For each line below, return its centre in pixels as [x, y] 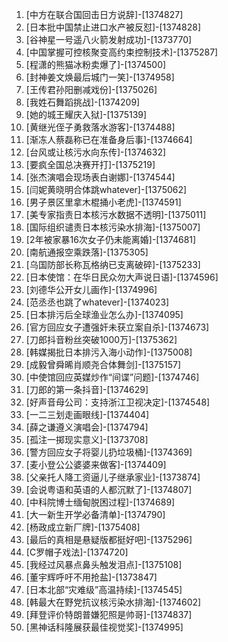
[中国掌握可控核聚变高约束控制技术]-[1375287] [122, 52]
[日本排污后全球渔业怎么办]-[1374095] [104, 314]
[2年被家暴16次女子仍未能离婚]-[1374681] [111, 239]
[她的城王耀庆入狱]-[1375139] [86, 114]
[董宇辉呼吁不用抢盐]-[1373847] [91, 577]
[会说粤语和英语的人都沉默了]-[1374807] [109, 489]
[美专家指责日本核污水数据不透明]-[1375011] [116, 214]
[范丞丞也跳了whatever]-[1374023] [97, 302]
